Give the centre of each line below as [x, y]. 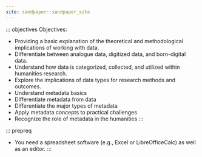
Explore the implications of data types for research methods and [95, 80]
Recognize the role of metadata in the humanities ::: [79, 119]
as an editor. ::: [33, 148]
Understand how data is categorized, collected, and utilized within [97, 67]
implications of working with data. [57, 47]
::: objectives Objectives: [36, 29]
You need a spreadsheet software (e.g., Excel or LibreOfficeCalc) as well [105, 142]
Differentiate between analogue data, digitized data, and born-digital [100, 54]
